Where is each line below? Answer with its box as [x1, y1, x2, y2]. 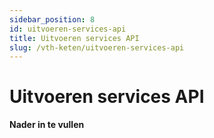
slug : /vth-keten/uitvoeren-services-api [9, 42, 185, 53]
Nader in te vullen [9, 119, 85, 131]
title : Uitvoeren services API [9, 33, 140, 43]
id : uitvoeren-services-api [9, 24, 127, 34]
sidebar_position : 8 [9, 14, 96, 25]
